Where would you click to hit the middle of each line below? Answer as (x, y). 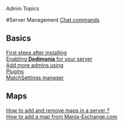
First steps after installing (37, 52)
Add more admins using (35, 65)
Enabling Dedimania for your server (49, 59)
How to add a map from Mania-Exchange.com (61, 117)
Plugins (15, 71)
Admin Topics (23, 9)
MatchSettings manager (35, 77)
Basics (18, 39)
